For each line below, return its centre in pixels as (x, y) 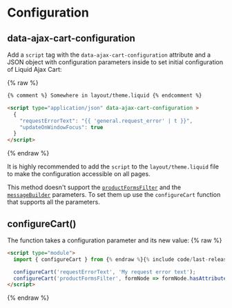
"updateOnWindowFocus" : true (61, 127)
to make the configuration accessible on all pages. (79, 174)
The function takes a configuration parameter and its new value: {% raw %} (115, 240)
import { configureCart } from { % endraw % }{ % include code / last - (111, 259)
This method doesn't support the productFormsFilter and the (94, 187)
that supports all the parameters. (54, 202)
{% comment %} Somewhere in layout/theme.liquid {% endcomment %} (105, 95)
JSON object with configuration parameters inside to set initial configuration (115, 62)
